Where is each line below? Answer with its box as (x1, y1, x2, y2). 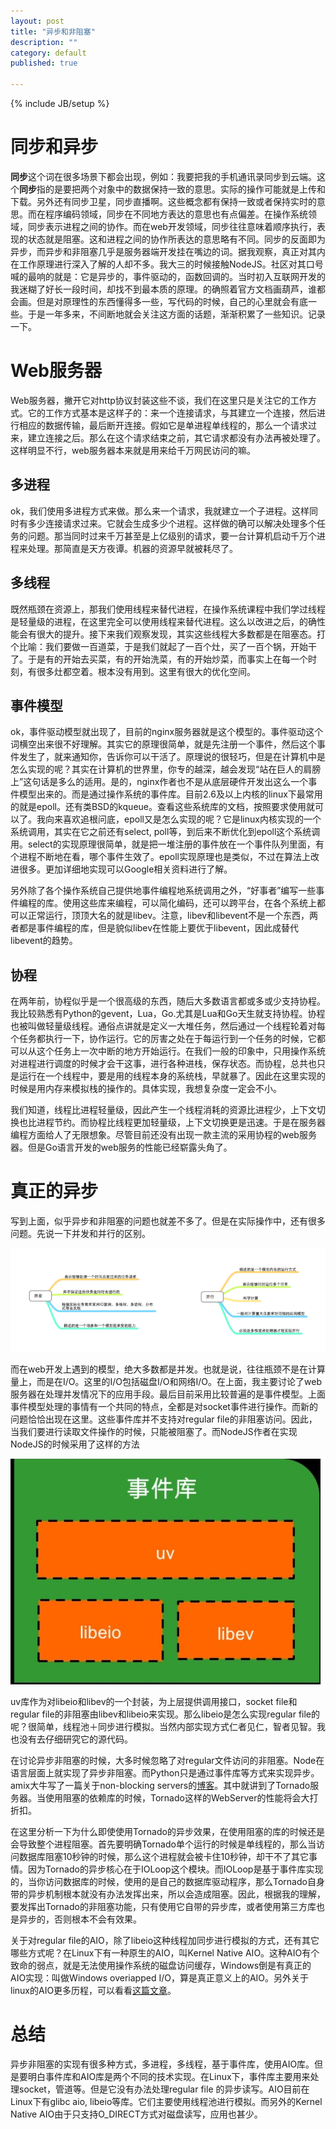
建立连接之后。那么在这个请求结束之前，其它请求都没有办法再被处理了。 (27, 431, 326, 444)
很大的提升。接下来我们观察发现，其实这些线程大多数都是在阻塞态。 (36, 628, 317, 640)
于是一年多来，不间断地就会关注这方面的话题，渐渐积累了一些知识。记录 (27, 308, 326, 320)
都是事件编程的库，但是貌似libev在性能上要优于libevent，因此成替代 (18, 922, 299, 934)
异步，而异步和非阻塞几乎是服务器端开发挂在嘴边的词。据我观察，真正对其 (10, 245, 317, 257)
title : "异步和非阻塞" (10, 26, 96, 37)
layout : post (10, 16, 65, 26)
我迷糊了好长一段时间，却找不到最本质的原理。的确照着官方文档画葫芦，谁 (10, 283, 317, 295)
